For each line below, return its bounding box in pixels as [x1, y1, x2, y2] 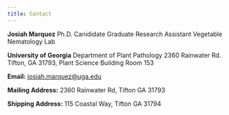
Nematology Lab [7, 37, 56, 46]
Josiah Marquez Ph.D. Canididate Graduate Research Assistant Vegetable [7, 30, 223, 38]
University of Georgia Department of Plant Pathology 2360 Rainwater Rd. [7, 51, 222, 59]
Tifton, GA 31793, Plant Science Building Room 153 [7, 58, 154, 67]
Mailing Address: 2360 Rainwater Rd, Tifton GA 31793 [7, 85, 166, 94]
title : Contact [7, 10, 52, 18]
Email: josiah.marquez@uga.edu [7, 72, 102, 80]
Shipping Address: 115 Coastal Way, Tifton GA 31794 [7, 99, 161, 108]
